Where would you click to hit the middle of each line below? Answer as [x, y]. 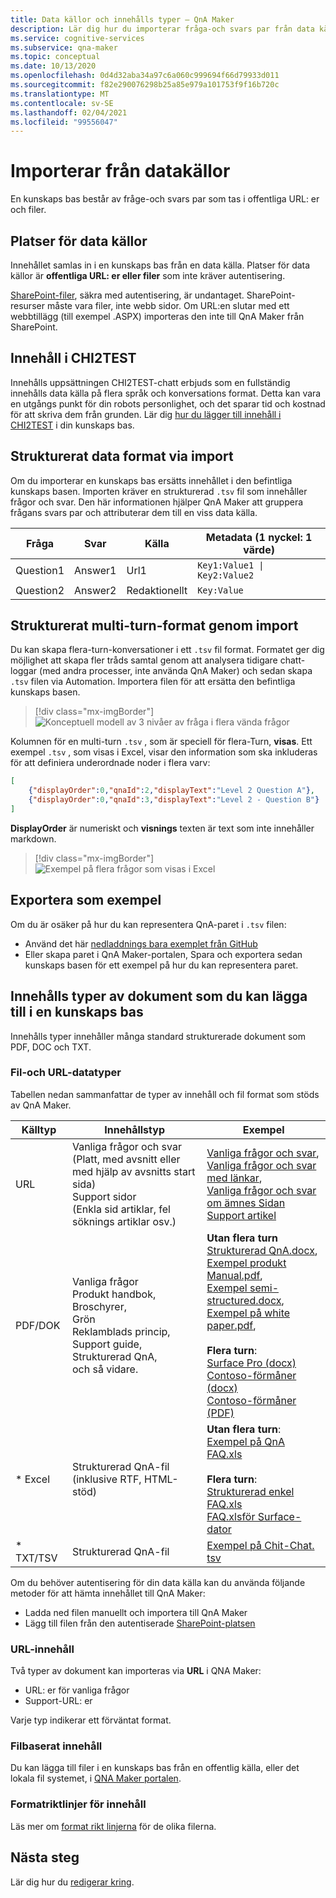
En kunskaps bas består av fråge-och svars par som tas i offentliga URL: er [165, 199]
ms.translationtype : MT [60, 94]
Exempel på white [248, 1313]
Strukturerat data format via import [122, 456]
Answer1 [95, 570]
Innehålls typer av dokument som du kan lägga [159, 996]
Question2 [40, 590]
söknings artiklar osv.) [124, 1221]
